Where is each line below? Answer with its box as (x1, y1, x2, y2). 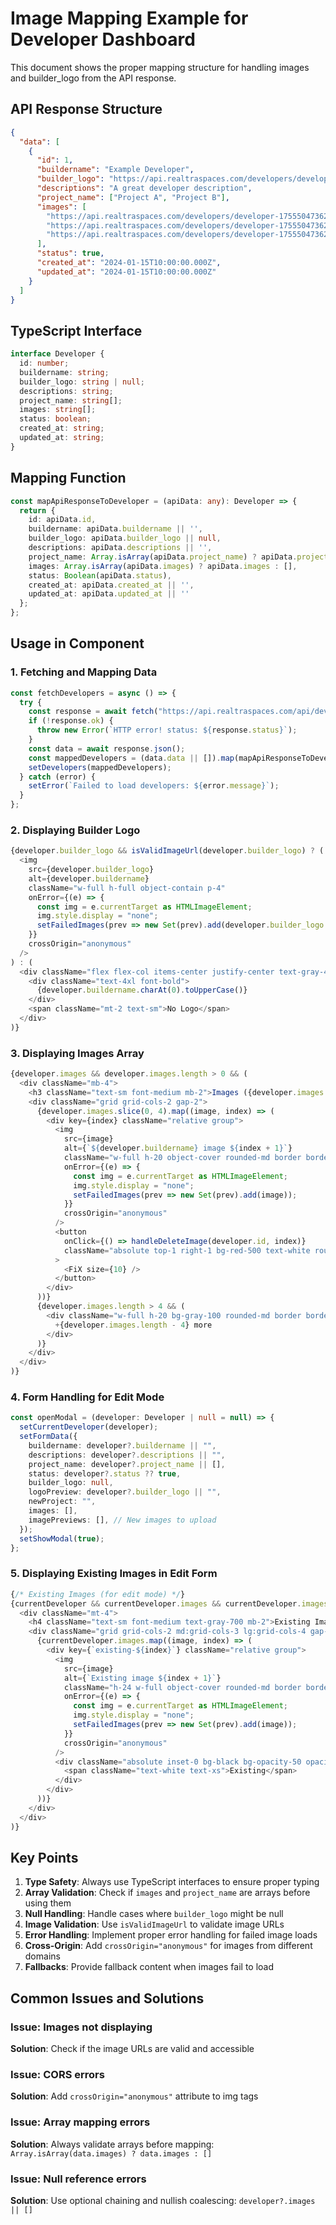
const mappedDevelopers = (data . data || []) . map (28, 753, 235, 763)
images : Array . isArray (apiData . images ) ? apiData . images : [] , (28, 561, 298, 571)
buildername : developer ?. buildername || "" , (28, 1440, 217, 1451)
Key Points (10, 1849, 79, 1866)
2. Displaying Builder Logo (10, 823, 141, 837)
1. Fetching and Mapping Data (10, 665, 158, 679)
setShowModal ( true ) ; (19, 1533, 105, 1544)
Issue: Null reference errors (10, 2172, 147, 2186)
